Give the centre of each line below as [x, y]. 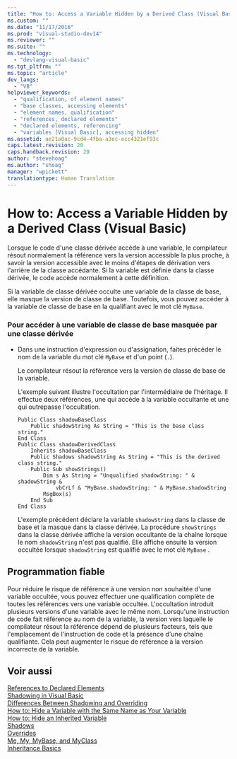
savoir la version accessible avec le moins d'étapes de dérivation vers [109, 263]
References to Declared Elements [56, 688]
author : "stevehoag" [38, 159]
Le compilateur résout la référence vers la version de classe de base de [121, 370]
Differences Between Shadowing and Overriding [78, 703]
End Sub [42, 500]
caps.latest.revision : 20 [45, 146]
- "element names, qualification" [64, 112]
